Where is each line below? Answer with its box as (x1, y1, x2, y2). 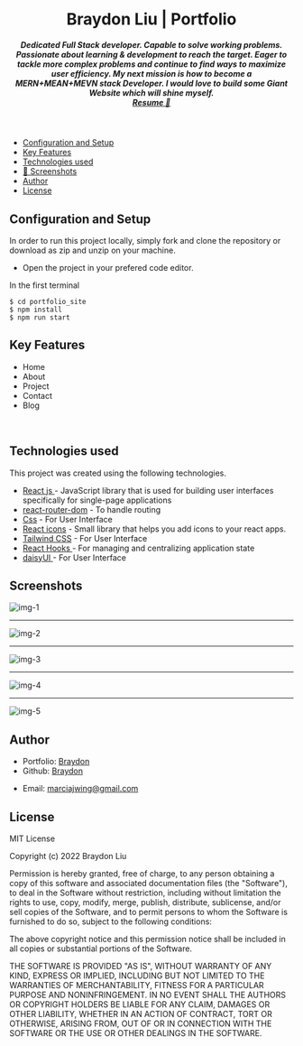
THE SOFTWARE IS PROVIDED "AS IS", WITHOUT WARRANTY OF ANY (9, 961, 272, 972)
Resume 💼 (132, 97, 171, 107)
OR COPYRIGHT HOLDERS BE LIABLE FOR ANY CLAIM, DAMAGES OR (9, 999, 271, 1010)
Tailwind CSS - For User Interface (22, 532, 148, 543)
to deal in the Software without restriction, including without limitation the (9, 887, 281, 898)
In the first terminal (9, 280, 79, 291)
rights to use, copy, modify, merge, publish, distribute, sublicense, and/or (9, 897, 281, 908)
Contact (22, 390, 52, 401)
